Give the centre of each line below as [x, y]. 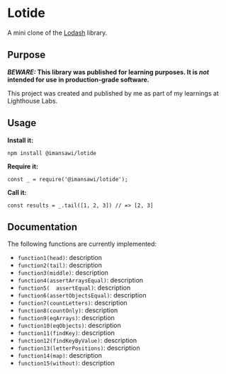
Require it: [23, 166]
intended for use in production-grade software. [79, 79]
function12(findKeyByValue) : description [77, 341]
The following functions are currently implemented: [82, 244]
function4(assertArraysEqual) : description [80, 280]
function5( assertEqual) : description [74, 288]
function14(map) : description [60, 356]
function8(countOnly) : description [68, 310]
